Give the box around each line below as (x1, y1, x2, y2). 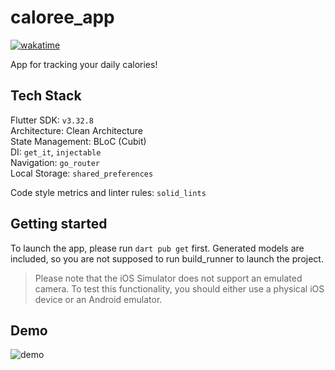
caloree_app (10, 6, 115, 29)
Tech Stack (10, 87, 82, 105)
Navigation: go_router (10, 156, 100, 168)
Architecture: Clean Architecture (10, 124, 144, 136)
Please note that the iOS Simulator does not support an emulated (34, 272, 303, 284)
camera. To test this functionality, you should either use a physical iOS (34, 282, 325, 295)
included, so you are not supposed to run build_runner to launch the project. (10, 252, 324, 265)
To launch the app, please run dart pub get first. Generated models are (10, 242, 305, 254)
